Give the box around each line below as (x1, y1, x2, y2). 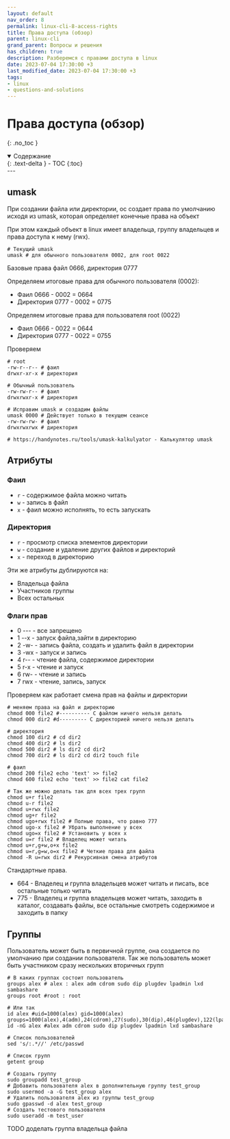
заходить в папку (16, 909, 68, 917)
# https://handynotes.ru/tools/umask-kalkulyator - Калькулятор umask (7, 436, 213, 443)
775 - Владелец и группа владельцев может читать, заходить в (16, 894, 203, 902)
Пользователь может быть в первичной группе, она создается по (7, 946, 200, 955)
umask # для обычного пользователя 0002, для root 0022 (7, 252, 170, 259)
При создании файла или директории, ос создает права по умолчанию (7, 204, 216, 213)
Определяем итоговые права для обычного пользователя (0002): (7, 277, 200, 285)
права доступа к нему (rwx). (7, 232, 90, 241)
